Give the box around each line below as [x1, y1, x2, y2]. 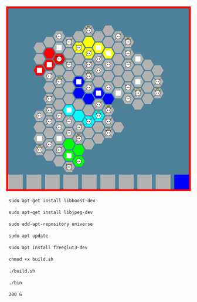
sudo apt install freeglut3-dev [8, 245, 88, 250]
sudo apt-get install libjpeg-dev [8, 209, 93, 215]
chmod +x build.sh [8, 256, 54, 262]
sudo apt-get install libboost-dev [8, 198, 96, 203]
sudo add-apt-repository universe [8, 221, 93, 227]
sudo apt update [8, 233, 49, 239]
